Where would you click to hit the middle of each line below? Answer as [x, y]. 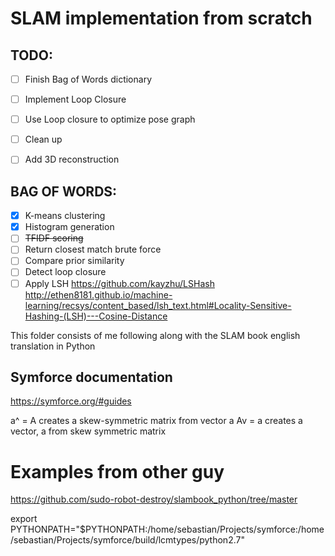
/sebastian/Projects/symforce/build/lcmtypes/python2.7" [127, 540]
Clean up [43, 139]
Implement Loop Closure [75, 99]
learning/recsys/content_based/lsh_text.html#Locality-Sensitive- [158, 305]
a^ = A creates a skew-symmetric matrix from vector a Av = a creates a [156, 421]
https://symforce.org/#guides [71, 401]
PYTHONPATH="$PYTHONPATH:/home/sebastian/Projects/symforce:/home [167, 529]
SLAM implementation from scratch [161, 18]
